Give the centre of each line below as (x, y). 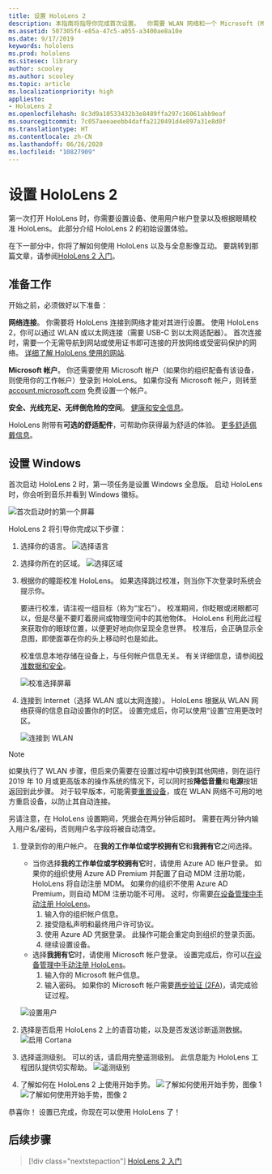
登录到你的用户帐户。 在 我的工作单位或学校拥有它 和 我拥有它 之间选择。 (138, 846)
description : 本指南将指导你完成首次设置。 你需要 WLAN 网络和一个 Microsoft (131, 24)
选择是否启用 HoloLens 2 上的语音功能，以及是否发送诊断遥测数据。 (133, 1029)
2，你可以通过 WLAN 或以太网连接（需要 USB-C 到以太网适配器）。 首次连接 (135, 333)
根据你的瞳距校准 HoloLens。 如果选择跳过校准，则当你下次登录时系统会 (140, 581)
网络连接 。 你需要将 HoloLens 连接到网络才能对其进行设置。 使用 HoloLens (134, 322)
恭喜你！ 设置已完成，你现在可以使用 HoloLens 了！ (95, 1111)
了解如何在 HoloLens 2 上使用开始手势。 (87, 1084)
